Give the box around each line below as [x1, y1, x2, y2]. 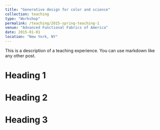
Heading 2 [5, 92, 48, 103]
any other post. [5, 53, 36, 58]
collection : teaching [5, 12, 49, 17]
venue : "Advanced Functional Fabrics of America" [5, 25, 109, 30]
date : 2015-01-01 [5, 30, 41, 35]
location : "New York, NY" [5, 35, 58, 39]
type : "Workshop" [5, 16, 41, 21]
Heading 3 [5, 114, 48, 126]
